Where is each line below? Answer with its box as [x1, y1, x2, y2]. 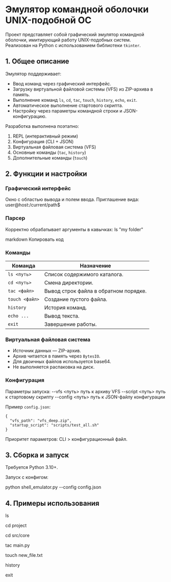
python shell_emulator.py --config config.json [5, 484, 102, 490]
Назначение [80, 262, 111, 270]
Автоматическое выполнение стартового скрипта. [12, 102, 124, 108]
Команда [12, 262, 36, 270]
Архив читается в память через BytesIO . [12, 353, 101, 359]
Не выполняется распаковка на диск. [12, 364, 95, 370]
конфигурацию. [12, 113, 47, 119]
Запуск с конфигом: [5, 474, 48, 480]
